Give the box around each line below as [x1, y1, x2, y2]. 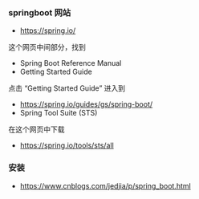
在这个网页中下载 [8, 124, 65, 134]
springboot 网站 [8, 6, 71, 18]
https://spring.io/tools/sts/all [19, 140, 114, 150]
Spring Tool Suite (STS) [19, 108, 98, 118]
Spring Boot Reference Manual [19, 59, 122, 68]
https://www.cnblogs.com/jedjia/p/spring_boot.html [19, 181, 191, 190]
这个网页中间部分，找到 [8, 43, 86, 52]
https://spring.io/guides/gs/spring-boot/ [19, 99, 153, 109]
